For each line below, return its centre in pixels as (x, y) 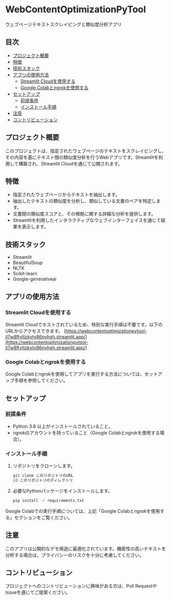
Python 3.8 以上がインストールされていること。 (63, 426)
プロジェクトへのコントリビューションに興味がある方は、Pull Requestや (81, 586)
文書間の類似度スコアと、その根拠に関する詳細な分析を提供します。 (84, 214)
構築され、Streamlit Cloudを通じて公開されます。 (71, 163)
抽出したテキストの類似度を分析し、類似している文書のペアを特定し (84, 201)
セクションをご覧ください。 (43, 517)
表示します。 (35, 227)
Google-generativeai (35, 279)
